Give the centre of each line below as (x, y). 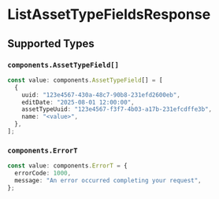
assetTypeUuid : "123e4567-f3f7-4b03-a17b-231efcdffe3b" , (117, 109)
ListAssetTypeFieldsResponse (109, 15)
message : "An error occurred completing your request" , (108, 180)
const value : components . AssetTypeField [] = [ (85, 80)
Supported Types (51, 44)
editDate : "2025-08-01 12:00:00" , (78, 102)
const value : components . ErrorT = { (67, 166)
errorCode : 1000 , (43, 173)
